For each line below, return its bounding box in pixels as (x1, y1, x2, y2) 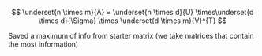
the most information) (8, 39, 79, 49)
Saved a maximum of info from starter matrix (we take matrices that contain (8, 32, 254, 40)
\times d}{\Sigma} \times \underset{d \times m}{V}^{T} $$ (38, 16, 227, 25)
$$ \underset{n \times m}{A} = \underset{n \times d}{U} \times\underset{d (11, 8, 254, 17)
